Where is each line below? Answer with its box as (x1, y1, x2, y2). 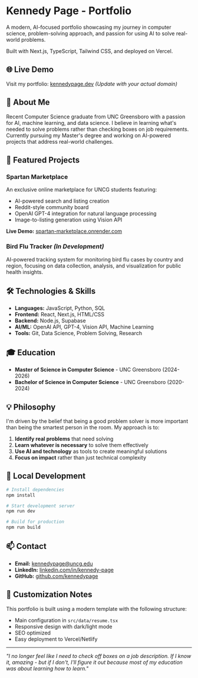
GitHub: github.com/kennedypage (14, 573, 98, 580)
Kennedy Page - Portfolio (6, 4, 131, 18)
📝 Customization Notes (6, 590, 93, 600)
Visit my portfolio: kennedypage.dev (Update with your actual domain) (6, 80, 178, 87)
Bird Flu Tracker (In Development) (6, 243, 104, 251)
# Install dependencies (6, 487, 65, 492)
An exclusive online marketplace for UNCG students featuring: (6, 186, 157, 193)
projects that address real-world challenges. (6, 138, 114, 145)
